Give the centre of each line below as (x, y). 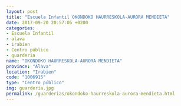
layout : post (22, 11)
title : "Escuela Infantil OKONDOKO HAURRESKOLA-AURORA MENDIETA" (88, 17)
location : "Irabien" (32, 72)
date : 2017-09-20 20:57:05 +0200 (47, 22)
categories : (21, 28)
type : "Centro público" (35, 83)
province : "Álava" (29, 66)
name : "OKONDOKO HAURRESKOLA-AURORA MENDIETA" (64, 61)
